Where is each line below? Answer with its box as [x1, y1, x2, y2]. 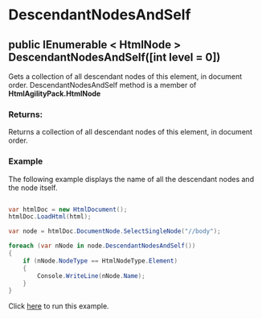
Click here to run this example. [8, 301, 110, 311]
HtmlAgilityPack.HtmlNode [8, 89, 101, 98]
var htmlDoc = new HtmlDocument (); [8, 205, 128, 213]
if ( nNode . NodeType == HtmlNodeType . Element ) [23, 256, 178, 265]
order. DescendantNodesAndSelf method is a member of [8, 81, 197, 89]
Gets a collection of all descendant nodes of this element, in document [8, 72, 243, 81]
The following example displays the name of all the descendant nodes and [8, 174, 255, 184]
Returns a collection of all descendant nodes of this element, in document [8, 127, 253, 137]
